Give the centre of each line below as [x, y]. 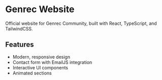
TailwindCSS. [19, 28]
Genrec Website [40, 9]
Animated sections [32, 73]
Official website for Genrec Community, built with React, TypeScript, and [81, 23]
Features [20, 45]
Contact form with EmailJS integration [52, 62]
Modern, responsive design [41, 57]
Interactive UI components [40, 67]
